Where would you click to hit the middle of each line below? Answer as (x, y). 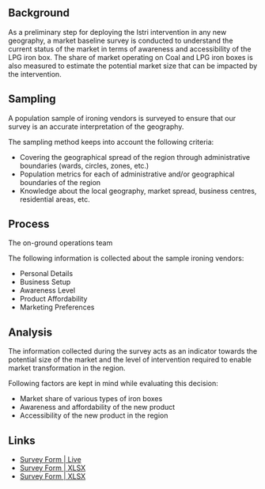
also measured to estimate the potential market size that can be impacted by (133, 66)
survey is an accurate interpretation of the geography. (96, 127)
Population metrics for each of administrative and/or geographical (127, 174)
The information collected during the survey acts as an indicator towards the (133, 351)
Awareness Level (47, 290)
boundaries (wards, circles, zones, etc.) (84, 165)
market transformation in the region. (67, 368)
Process (29, 224)
